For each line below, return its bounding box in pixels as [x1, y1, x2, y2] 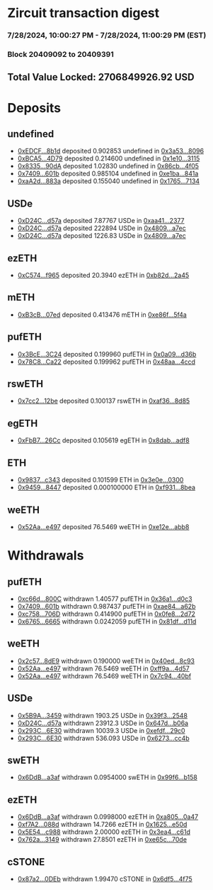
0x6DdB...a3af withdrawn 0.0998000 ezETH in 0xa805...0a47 [17, 813, 199, 821]
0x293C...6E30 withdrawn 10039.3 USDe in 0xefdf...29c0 [17, 726, 185, 734]
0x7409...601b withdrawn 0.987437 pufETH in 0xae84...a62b [17, 602, 196, 610]
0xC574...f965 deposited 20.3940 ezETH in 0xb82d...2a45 [17, 271, 190, 280]
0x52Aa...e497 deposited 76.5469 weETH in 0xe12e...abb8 [17, 522, 190, 531]
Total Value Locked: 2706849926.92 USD [7, 71, 195, 83]
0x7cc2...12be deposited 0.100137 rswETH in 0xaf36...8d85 [17, 396, 190, 406]
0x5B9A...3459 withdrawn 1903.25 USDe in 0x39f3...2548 [17, 711, 188, 720]
